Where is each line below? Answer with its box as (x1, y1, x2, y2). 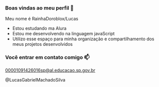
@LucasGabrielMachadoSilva (5, 77, 66, 83)
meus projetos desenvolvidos (12, 41, 73, 47)
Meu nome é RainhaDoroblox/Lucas (5, 16, 79, 22)
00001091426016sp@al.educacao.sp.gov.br (5, 67, 95, 73)
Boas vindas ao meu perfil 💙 (5, 4, 74, 11)
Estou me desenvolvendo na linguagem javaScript (12, 31, 115, 37)
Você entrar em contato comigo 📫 (5, 54, 90, 61)
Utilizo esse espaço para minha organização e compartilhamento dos (12, 36, 155, 42)
